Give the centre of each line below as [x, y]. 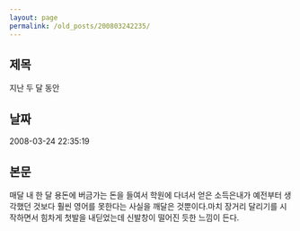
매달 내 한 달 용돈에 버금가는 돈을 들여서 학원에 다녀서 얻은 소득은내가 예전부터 [146, 195]
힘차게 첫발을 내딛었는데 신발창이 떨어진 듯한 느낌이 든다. [140, 218]
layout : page [34, 18]
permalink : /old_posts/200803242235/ [80, 26]
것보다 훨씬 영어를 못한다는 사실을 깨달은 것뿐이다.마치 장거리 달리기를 [155, 206]
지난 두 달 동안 [35, 88]
